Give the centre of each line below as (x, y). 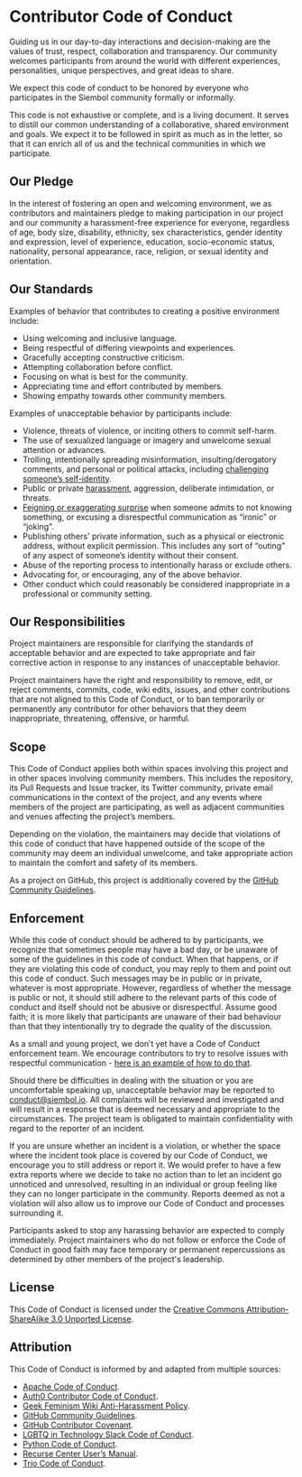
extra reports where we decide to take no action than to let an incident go (146, 1174)
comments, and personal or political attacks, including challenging (145, 469)
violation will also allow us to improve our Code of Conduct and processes (147, 1203)
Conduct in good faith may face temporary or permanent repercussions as (147, 1250)
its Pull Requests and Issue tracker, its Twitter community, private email (141, 788)
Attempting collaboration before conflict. (97, 366)
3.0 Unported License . (92, 1318)
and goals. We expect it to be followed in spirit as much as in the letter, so (146, 134)
